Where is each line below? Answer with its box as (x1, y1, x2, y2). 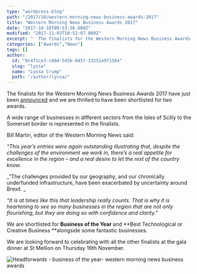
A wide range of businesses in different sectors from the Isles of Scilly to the (6, 114, 192, 121)
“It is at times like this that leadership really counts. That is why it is (6, 197, 170, 204)
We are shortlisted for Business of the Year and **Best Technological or (6, 221, 183, 228)
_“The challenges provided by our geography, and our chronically (6, 173, 165, 180)
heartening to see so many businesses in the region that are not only (6, 203, 174, 210)
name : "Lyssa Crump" (12, 69, 62, 75)
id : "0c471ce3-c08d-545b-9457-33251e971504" (12, 57, 123, 63)
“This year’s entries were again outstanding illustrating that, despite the (6, 143, 181, 150)
